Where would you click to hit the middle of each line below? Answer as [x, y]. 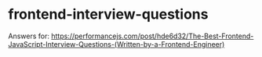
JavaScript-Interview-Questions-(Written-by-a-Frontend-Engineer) [116, 44]
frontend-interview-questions [108, 14]
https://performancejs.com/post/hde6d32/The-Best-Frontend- [152, 36]
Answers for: [29, 36]
